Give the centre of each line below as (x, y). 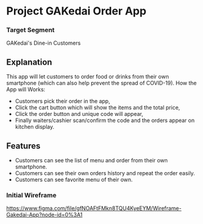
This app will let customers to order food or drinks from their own (88, 77)
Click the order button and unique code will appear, (79, 114)
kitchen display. (35, 127)
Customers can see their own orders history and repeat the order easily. (105, 173)
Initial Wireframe (31, 196)
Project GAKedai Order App (76, 11)
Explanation (29, 62)
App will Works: (26, 89)
